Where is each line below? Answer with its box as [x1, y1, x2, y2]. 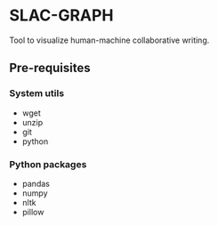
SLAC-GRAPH [9, 5, 114, 26]
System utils [9, 87, 65, 100]
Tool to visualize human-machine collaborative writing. [9, 35, 210, 45]
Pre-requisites [9, 61, 91, 76]
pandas [21, 178, 51, 189]
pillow [21, 206, 44, 217]
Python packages [9, 157, 87, 170]
